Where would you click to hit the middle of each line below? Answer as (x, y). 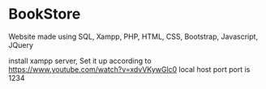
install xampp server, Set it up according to (80, 61)
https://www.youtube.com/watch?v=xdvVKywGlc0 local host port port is (129, 69)
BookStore (45, 14)
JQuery (21, 44)
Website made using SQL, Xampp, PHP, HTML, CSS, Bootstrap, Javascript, (133, 36)
